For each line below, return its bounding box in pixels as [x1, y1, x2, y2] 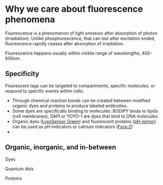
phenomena [5, 14, 55, 25]
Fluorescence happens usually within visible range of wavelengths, [5, 50, 141, 56]
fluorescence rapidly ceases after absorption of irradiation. [5, 40, 124, 46]
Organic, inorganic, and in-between [5, 143, 116, 152]
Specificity [5, 70, 39, 78]
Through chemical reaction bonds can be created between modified [12, 97, 151, 103]
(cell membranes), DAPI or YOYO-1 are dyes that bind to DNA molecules [12, 113, 158, 119]
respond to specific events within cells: [5, 88, 84, 94]
